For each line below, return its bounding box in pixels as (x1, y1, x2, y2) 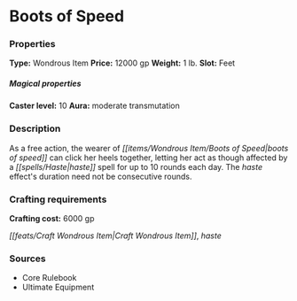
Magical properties (9, 78, 82, 89)
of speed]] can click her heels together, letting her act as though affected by (9, 152, 288, 163)
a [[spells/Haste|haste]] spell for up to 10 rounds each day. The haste (9, 161, 263, 172)
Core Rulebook (21, 273, 77, 283)
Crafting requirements (9, 193, 107, 205)
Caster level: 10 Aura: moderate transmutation (9, 100, 180, 112)
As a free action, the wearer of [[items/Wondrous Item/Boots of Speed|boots (9, 143, 289, 153)
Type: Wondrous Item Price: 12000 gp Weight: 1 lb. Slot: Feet (9, 58, 236, 68)
